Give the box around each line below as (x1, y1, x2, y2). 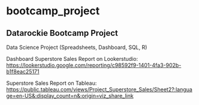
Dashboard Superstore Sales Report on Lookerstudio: (6, 55, 138, 62)
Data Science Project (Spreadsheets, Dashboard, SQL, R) (6, 44, 147, 51)
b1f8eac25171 (6, 68, 40, 75)
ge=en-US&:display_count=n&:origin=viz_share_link (6, 92, 134, 99)
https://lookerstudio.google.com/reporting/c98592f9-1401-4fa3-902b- (6, 61, 182, 69)
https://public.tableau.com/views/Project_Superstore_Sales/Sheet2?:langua (6, 86, 193, 93)
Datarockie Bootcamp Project (6, 28, 119, 38)
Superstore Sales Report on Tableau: (6, 79, 97, 87)
